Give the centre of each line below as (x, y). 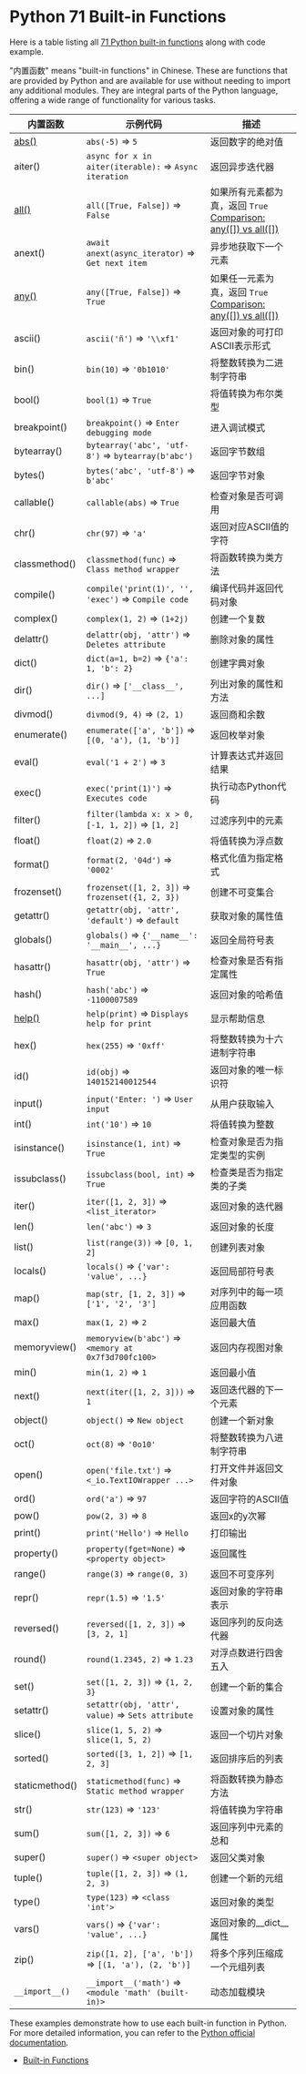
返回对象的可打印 (247, 332)
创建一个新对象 (242, 1420)
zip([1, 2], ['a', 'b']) (140, 1954)
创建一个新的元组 (247, 1878)
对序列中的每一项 (247, 1292)
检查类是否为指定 (247, 1172)
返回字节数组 (238, 451)
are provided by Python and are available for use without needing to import (150, 80)
